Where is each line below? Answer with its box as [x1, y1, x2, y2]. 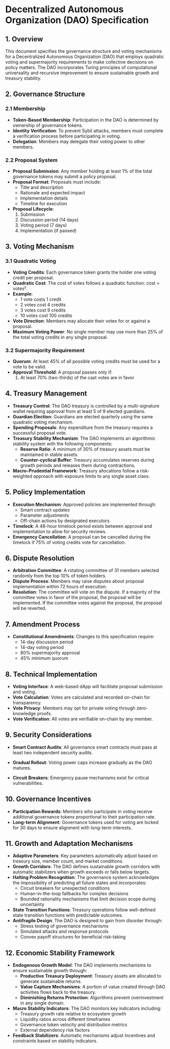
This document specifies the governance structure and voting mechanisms [5, 48, 162, 54]
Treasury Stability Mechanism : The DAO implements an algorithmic [12, 435, 156, 441]
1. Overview [5, 35, 43, 43]
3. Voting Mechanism [5, 242, 74, 251]
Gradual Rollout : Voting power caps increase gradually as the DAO [12, 759, 152, 766]
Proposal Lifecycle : [12, 206, 54, 212]
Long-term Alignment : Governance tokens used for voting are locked [12, 819, 159, 825]
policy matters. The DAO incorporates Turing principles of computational [5, 65, 157, 70]
